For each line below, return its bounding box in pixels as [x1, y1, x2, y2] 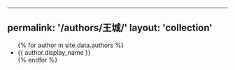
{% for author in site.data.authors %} [17, 41, 124, 49]
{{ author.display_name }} [17, 48, 91, 56]
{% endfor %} [17, 55, 58, 64]
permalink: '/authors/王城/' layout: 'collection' [7, 22, 213, 34]
